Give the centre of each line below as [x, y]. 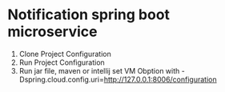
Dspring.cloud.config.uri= [62, 79]
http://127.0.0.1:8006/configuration [160, 79]
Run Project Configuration [62, 62]
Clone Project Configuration [65, 54]
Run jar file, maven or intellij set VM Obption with [99, 70]
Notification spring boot [88, 15]
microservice [52, 32]
